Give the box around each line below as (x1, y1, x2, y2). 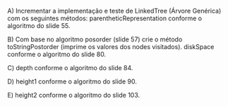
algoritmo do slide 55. (7, 22, 71, 29)
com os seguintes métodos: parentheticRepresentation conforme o (7, 14, 203, 22)
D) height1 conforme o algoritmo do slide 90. (7, 77, 138, 86)
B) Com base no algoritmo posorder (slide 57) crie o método (7, 35, 183, 44)
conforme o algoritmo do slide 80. (7, 50, 107, 58)
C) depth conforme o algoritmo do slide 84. (7, 64, 133, 72)
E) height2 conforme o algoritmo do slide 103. (7, 91, 140, 99)
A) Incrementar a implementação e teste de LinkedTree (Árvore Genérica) (7, 7, 222, 15)
